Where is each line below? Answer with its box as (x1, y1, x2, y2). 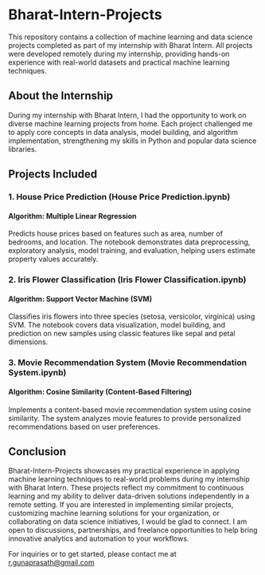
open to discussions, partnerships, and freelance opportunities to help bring (8, 525, 258, 535)
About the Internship (8, 89, 114, 103)
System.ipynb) (8, 367, 67, 379)
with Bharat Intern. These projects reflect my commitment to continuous (8, 483, 244, 493)
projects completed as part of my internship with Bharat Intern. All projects (8, 40, 253, 50)
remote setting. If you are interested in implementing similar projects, (8, 500, 234, 510)
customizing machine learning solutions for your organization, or (8, 509, 220, 518)
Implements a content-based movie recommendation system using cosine (8, 405, 251, 414)
